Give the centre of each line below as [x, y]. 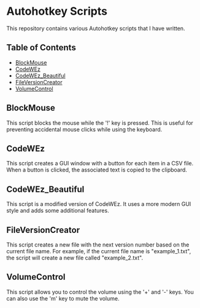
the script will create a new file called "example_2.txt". [75, 258]
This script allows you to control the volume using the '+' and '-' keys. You [100, 292]
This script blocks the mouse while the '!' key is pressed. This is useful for [100, 123]
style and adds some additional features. [58, 211]
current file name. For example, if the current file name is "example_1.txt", [99, 251]
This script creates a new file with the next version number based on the [98, 245]
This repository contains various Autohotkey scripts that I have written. [96, 28]
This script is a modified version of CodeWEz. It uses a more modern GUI [99, 204]
